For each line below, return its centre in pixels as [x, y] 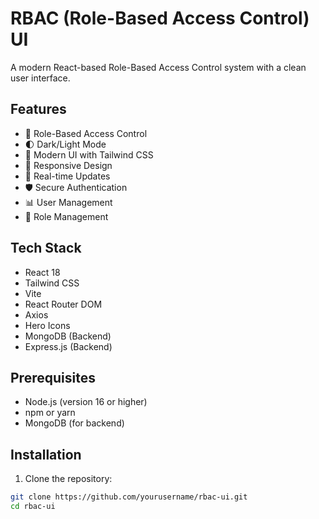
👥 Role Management [66, 216]
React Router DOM [63, 304]
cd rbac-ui [33, 507]
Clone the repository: [68, 479]
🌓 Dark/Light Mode [65, 144]
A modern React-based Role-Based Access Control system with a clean [158, 67]
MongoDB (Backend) [68, 336]
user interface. [40, 78]
